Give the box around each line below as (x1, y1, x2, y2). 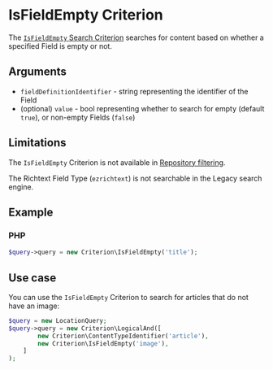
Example (8, 205, 54, 219)
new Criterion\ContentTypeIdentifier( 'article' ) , (37, 332, 209, 340)
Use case (8, 271, 57, 285)
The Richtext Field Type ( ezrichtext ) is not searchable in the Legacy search (8, 173, 262, 183)
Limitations (8, 136, 67, 150)
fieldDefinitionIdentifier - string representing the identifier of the (19, 86, 249, 96)
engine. (8, 181, 34, 192)
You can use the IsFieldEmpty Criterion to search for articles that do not (8, 292, 249, 302)
